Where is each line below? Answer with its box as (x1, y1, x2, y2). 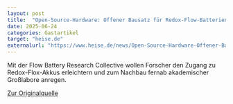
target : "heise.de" (7, 36, 64, 43)
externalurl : (7, 42, 45, 49)
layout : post (7, 10, 45, 17)
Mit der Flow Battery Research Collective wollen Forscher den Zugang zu (7, 61, 216, 69)
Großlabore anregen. (7, 76, 67, 83)
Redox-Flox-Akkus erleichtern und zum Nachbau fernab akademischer (7, 68, 209, 76)
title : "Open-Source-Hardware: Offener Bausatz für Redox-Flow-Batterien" (7, 17, 231, 23)
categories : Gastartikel (7, 29, 79, 37)
